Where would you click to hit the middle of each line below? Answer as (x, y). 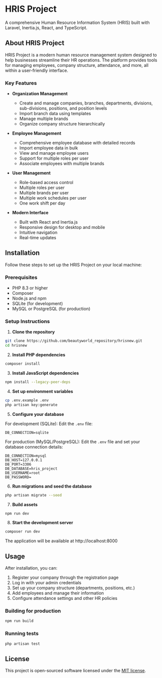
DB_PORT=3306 (18, 464)
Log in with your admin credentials (47, 583)
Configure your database (38, 414)
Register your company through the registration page (65, 577)
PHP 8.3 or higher (30, 288)
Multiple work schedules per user (53, 198)
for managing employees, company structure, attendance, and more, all (77, 65)
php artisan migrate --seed (34, 495)
